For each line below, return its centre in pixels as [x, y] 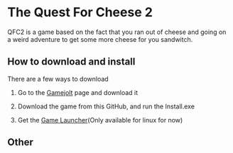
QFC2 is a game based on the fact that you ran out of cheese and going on [117, 32]
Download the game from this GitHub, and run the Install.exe [106, 106]
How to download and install [71, 62]
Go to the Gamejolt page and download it [78, 92]
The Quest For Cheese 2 [80, 12]
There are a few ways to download [58, 79]
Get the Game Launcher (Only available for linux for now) [100, 120]
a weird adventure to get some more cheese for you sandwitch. [100, 39]
